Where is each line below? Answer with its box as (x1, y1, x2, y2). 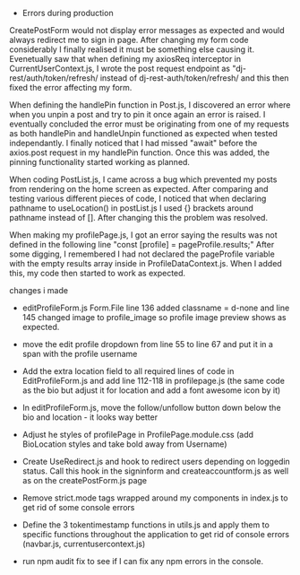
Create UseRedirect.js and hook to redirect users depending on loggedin (21, 457, 291, 466)
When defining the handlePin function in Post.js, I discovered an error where (9, 100, 291, 110)
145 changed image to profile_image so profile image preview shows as (21, 312, 287, 322)
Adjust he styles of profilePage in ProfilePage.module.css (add (21, 430, 253, 440)
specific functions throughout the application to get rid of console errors (21, 529, 289, 539)
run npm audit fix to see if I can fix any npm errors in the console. (21, 556, 264, 566)
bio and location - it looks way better (21, 412, 159, 423)
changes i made (9, 285, 69, 295)
